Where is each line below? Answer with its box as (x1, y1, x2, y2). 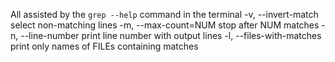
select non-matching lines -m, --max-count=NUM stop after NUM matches (10, 19, 320, 31)
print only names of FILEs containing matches (10, 40, 199, 52)
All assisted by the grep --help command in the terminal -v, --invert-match (10, 9, 319, 20)
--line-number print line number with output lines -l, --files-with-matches (20, 30, 322, 41)
